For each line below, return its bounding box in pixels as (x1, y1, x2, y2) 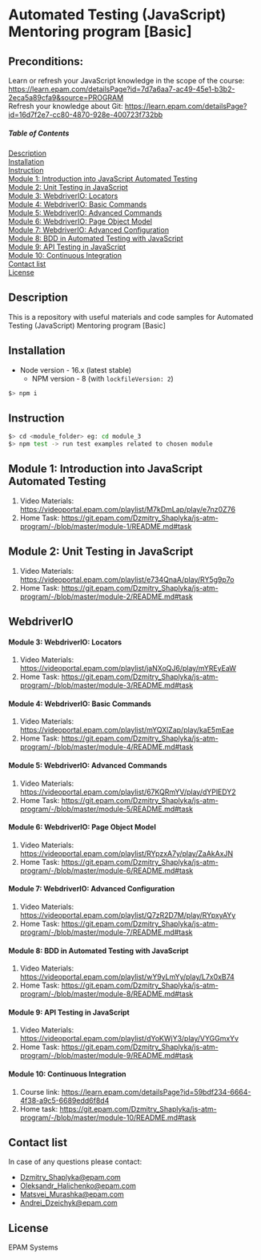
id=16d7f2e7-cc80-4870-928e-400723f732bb (8, 110, 163, 119)
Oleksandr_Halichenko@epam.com (19, 1181, 136, 1191)
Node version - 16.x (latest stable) (19, 365, 132, 374)
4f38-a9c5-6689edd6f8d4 (19, 1096, 110, 1105)
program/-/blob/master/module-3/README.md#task (19, 680, 194, 690)
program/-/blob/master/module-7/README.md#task (19, 927, 193, 937)
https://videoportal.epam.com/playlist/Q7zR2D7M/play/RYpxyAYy (19, 911, 236, 920)
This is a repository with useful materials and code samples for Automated (8, 312, 254, 321)
